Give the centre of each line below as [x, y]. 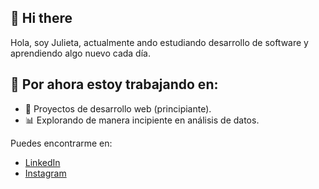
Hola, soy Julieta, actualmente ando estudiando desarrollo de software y [159, 42]
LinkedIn [42, 162]
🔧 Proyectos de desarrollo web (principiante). [118, 108]
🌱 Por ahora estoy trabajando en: [114, 84]
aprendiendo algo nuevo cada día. [80, 53]
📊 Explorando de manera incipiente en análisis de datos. [142, 120]
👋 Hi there [41, 18]
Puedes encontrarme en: [61, 143]
